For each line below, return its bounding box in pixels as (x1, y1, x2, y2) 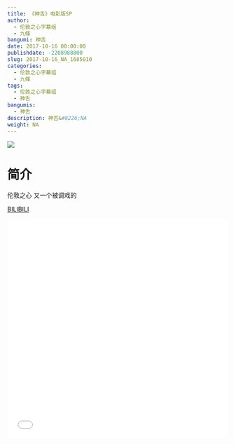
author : (7, 17, 30, 24)
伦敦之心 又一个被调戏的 (7, 191, 77, 200)
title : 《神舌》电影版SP (7, 10, 72, 18)
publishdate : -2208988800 (7, 50, 83, 57)
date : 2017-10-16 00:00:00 (7, 43, 86, 50)
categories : (7, 62, 42, 69)
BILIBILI (7, 205, 29, 214)
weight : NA (7, 121, 39, 128)
